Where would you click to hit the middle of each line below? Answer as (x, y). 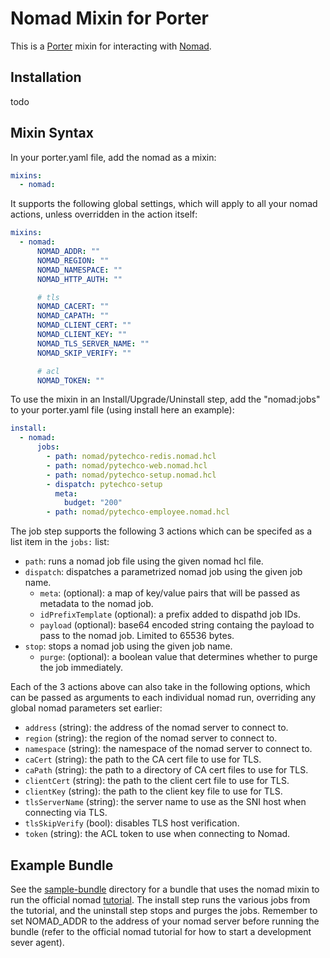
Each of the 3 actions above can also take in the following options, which (160, 687)
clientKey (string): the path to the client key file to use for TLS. (153, 791)
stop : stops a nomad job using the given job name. (128, 646)
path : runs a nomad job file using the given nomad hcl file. (144, 561)
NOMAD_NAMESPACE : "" (79, 270)
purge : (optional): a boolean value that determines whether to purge (178, 657)
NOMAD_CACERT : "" (73, 307)
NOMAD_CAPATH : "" (73, 316)
